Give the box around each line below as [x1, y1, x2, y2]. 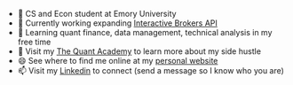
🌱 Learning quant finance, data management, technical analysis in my [17, 27, 273, 37]
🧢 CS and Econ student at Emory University [17, 9, 177, 19]
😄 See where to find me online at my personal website [17, 56, 218, 66]
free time [17, 36, 51, 47]
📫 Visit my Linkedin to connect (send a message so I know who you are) [17, 66, 284, 75]
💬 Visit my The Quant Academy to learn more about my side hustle [17, 46, 262, 57]
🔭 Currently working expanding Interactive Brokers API [17, 18, 218, 28]
